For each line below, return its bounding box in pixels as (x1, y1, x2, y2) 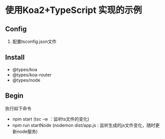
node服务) (16, 128, 38, 135)
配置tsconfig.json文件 (12, 38, 57, 44)
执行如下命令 (5, 105, 31, 111)
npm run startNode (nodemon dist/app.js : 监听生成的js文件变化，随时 (12, 122, 156, 128)
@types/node (12, 77, 41, 83)
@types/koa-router (12, 72, 52, 78)
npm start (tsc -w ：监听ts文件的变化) (12, 116, 89, 122)
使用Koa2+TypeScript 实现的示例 (5, 4, 142, 16)
